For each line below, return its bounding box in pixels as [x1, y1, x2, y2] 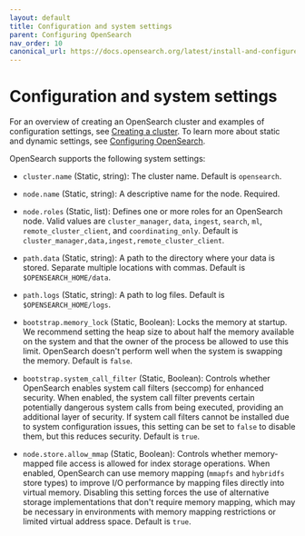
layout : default [9, 13, 71, 23]
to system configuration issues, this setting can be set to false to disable [22, 422, 296, 432]
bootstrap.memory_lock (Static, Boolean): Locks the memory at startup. [22, 317, 288, 328]
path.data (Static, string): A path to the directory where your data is [22, 253, 275, 263]
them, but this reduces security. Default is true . [22, 431, 201, 442]
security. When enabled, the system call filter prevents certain [22, 392, 256, 403]
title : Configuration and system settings [9, 22, 172, 31]
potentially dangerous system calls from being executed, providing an [22, 402, 284, 413]
